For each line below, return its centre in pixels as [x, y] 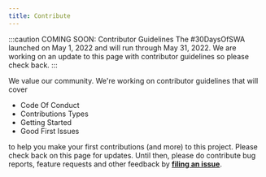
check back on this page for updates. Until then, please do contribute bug [132, 155]
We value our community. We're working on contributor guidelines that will [133, 80]
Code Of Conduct [50, 105]
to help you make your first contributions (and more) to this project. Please [133, 146]
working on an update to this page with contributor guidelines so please [129, 56]
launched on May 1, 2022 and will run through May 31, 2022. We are [122, 47]
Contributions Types [55, 114]
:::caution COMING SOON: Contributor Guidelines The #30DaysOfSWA [127, 39]
